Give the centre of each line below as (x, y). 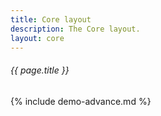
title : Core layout (51, 19)
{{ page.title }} (40, 70)
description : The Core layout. (75, 29)
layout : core (37, 38)
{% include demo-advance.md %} (81, 101)
